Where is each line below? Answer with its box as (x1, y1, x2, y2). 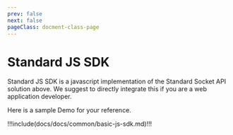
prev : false (7, 10, 42, 18)
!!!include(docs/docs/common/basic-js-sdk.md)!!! (7, 119, 153, 128)
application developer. (7, 93, 72, 101)
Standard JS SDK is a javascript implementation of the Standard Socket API (7, 77, 227, 86)
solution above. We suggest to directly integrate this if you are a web (7, 85, 207, 93)
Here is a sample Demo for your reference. (7, 106, 132, 115)
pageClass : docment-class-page (7, 23, 100, 30)
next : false (7, 17, 42, 24)
